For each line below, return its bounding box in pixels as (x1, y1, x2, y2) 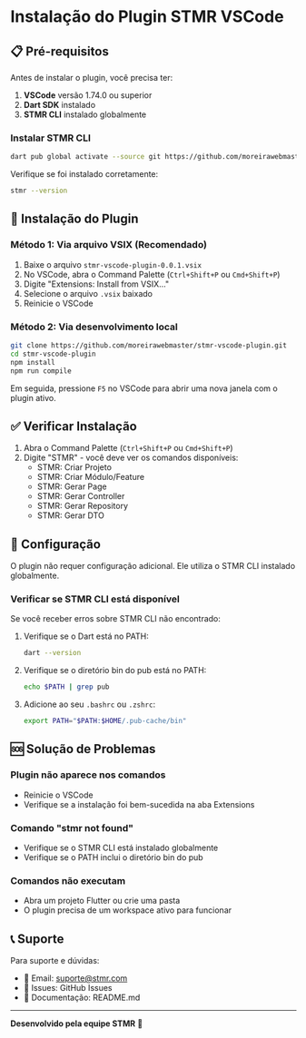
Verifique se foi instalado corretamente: (10, 169, 159, 180)
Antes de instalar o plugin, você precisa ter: (10, 73, 173, 83)
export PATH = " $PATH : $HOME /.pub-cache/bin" (23, 717, 187, 726)
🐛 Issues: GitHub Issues (23, 983, 113, 994)
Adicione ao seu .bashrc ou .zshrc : (23, 699, 156, 710)
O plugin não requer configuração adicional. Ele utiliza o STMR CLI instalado (10, 561, 296, 572)
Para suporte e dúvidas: (10, 955, 100, 966)
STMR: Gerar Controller (36, 491, 125, 502)
